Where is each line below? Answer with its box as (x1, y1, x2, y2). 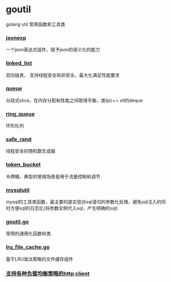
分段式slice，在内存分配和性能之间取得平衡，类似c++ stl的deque (6, 97, 143, 103)
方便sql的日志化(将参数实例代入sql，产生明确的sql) (10, 205, 118, 211)
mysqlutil (6, 186, 30, 193)
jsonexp (6, 34, 27, 41)
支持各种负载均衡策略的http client (6, 270, 90, 277)
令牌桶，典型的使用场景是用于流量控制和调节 (6, 173, 101, 180)
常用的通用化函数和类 (6, 230, 51, 236)
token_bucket (6, 161, 41, 168)
